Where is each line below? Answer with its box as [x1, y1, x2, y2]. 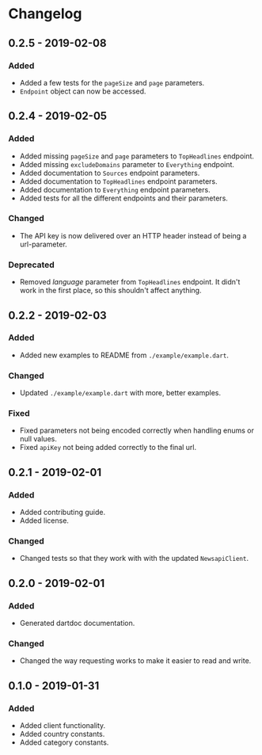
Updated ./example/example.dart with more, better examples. [19, 388, 222, 398]
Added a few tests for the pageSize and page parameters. [19, 78, 205, 87]
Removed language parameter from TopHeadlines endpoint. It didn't [19, 277, 241, 287]
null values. [19, 434, 57, 444]
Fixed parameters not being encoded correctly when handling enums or [19, 425, 255, 436]
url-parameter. [19, 239, 67, 249]
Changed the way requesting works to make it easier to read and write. [19, 656, 252, 665]
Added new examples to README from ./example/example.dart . [19, 350, 230, 360]
